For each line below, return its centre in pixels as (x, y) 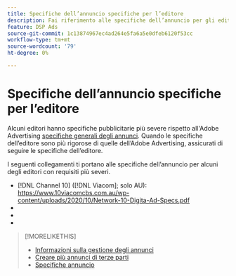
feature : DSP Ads (33, 27)
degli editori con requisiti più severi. (59, 171)
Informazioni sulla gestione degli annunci (94, 249)
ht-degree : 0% (28, 53)
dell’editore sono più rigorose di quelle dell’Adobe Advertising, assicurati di (115, 143)
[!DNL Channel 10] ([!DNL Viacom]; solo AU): (82, 185)
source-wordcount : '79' (42, 46)
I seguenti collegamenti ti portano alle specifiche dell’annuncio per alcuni (113, 164)
